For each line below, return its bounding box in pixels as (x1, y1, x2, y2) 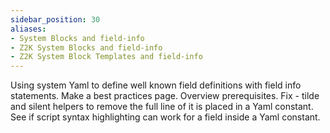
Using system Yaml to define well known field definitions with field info (10, 79, 302, 91)
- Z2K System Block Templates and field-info (10, 52, 203, 62)
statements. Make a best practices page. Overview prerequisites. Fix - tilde (10, 90, 320, 102)
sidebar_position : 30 (10, 14, 101, 25)
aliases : (10, 24, 47, 34)
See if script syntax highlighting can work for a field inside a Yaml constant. (10, 111, 321, 123)
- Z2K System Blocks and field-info (10, 42, 163, 53)
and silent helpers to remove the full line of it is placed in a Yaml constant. (10, 101, 314, 113)
